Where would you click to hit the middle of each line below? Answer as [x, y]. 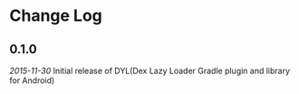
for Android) [32, 80]
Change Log [56, 16]
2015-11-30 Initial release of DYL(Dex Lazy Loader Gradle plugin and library [150, 70]
